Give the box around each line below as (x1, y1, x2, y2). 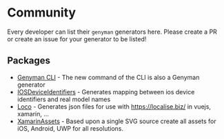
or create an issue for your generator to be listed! (7, 34, 147, 43)
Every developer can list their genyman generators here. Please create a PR (7, 28, 217, 36)
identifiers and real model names (17, 95, 111, 103)
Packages (7, 55, 50, 67)
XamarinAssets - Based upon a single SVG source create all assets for (17, 117, 216, 125)
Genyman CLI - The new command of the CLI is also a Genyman (17, 73, 200, 81)
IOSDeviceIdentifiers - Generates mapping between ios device (17, 87, 195, 96)
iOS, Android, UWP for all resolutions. (17, 124, 124, 132)
